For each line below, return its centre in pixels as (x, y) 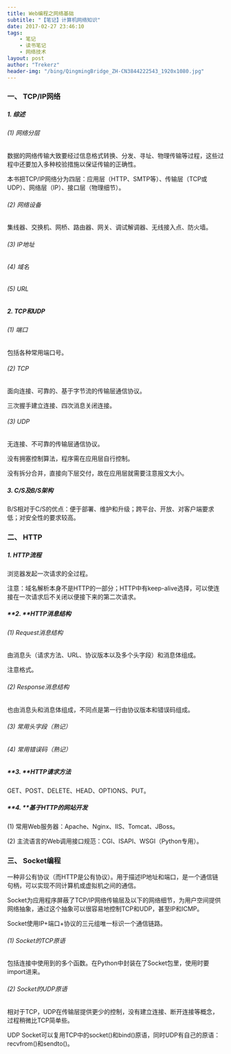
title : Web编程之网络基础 (41, 13)
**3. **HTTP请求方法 (39, 772)
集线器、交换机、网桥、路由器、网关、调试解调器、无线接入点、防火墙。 (109, 227)
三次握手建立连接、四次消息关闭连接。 (61, 405)
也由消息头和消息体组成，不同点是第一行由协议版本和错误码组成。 (100, 709)
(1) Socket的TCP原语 (36, 940)
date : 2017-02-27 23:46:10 (46, 26)
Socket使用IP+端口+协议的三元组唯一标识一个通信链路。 (87, 924)
